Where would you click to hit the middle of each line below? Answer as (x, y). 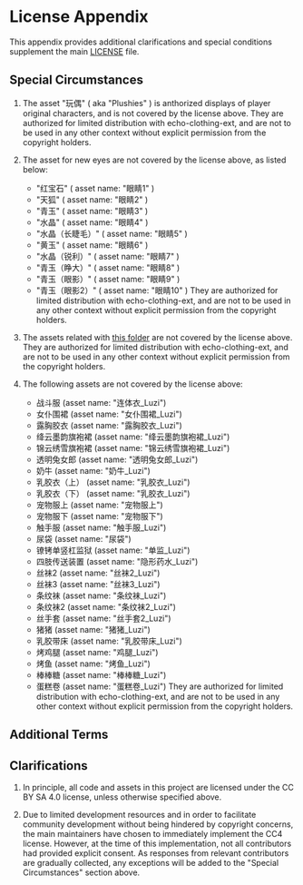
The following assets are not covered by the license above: (132, 384)
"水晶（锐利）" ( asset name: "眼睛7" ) (108, 256)
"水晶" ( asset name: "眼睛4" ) (92, 222)
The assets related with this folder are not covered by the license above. (157, 337)
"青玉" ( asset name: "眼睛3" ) (92, 211)
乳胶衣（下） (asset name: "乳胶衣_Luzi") (113, 493)
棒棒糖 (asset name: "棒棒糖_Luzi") (101, 674)
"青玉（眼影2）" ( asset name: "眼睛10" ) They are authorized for (157, 290)
